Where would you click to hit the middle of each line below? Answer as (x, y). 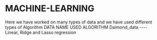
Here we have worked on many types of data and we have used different (79, 22)
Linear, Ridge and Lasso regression (41, 32)
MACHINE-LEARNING (50, 9)
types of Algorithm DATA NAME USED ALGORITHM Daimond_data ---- (76, 27)
